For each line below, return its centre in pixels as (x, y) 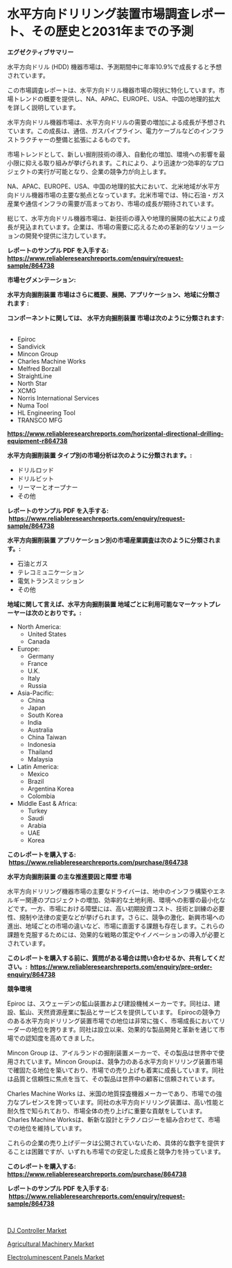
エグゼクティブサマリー (41, 52)
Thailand (40, 752)
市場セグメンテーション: (42, 280)
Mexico (38, 774)
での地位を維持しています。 (46, 1128)
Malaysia (40, 759)
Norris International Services (58, 398)
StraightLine (35, 376)
